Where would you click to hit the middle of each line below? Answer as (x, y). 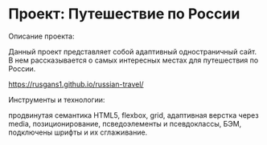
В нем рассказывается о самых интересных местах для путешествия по (133, 60)
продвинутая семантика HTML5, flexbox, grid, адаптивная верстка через (133, 115)
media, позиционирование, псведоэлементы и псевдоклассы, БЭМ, (125, 123)
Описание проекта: (41, 36)
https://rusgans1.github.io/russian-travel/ (76, 84)
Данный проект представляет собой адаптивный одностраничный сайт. (133, 51)
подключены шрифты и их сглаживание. (78, 132)
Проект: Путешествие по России (124, 14)
